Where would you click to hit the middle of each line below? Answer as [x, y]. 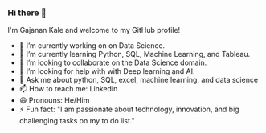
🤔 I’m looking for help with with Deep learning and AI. [107, 71]
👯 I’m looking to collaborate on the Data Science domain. [113, 62]
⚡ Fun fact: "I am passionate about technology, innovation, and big [129, 109]
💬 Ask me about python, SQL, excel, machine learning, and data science [139, 80]
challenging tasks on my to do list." [77, 121]
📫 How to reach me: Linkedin [68, 89]
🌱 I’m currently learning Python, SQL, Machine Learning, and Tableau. [135, 54]
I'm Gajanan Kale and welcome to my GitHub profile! [94, 30]
